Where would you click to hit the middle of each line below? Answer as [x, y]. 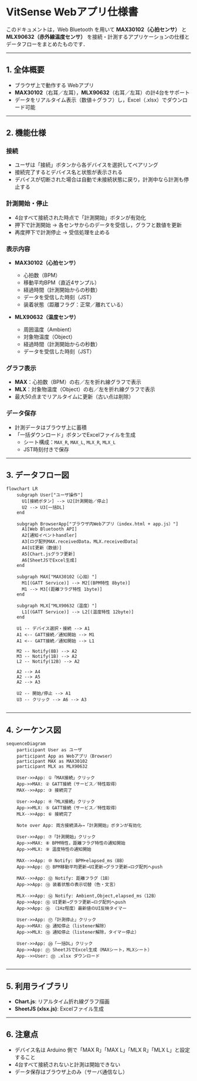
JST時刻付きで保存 [46, 449]
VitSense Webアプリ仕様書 [72, 12]
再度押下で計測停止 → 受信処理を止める [62, 232]
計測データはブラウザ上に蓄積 [50, 427]
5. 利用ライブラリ [38, 986]
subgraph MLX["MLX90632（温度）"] [57, 606]
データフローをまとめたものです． [47, 44]
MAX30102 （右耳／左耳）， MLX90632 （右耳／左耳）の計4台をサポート [102, 92]
